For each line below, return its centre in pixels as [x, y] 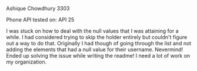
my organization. [26, 62]
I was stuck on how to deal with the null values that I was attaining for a [92, 31]
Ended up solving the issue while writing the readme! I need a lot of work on [98, 56]
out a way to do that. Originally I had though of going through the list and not [99, 43]
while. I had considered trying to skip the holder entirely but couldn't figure [97, 37]
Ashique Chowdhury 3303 [38, 8]
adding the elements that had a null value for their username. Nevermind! [95, 49]
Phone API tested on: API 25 [40, 19]
